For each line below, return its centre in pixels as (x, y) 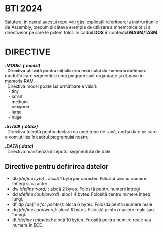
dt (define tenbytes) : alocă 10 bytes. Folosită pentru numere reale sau (82, 220)
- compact (19, 107)
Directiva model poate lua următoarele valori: (52, 86)
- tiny (14, 91)
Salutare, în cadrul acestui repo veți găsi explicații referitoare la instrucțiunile (81, 22)
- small (15, 96)
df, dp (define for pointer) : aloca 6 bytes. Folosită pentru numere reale (82, 204)
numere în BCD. (28, 225)
